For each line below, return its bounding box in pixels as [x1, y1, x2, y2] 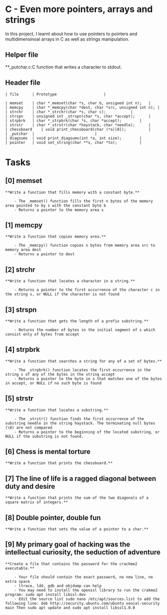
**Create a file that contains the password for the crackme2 [5, 561, 137, 566]
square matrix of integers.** [5, 500, 68, 505]
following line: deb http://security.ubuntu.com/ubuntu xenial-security [5, 600, 160, 606]
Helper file [5, 51, 38, 59]
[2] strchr [5, 265, 35, 274]
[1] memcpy [5, 221, 42, 229]
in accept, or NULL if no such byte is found [5, 380, 101, 385]
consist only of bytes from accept [5, 332, 79, 337]
